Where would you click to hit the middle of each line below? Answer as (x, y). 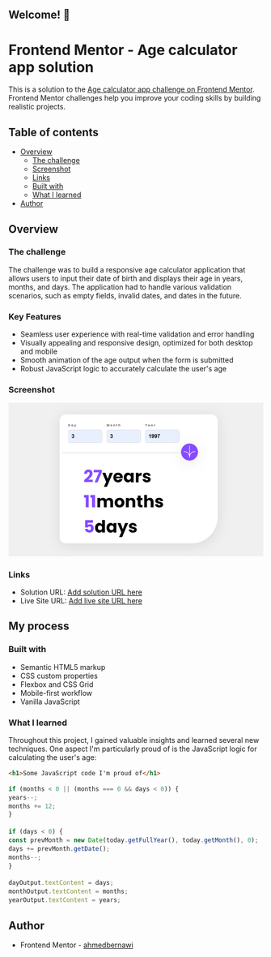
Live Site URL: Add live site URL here (81, 601)
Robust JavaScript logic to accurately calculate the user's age (123, 369)
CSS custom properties (59, 676)
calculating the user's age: (53, 757)
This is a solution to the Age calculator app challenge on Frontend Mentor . (131, 89)
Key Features (35, 316)
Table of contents (53, 132)
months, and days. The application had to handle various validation (120, 287)
